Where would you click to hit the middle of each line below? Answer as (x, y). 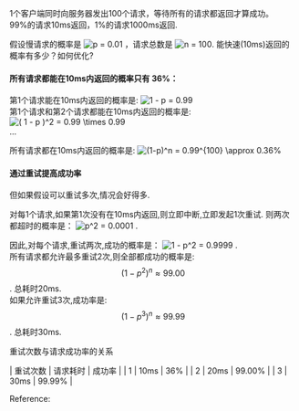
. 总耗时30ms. (36, 332)
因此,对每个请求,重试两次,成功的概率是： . (124, 246)
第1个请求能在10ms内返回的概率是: (74, 100)
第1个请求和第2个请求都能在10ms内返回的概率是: (100, 111)
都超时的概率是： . (74, 226)
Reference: (30, 398)
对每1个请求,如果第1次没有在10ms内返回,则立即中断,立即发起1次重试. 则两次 (149, 215)
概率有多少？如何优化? (52, 56)
